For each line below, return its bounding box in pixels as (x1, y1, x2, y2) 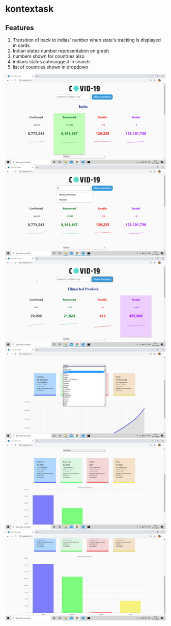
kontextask (5, 3, 54, 15)
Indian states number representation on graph (12, 48, 109, 54)
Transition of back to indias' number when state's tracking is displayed (12, 37, 161, 43)
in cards (12, 42, 30, 48)
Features (5, 23, 34, 32)
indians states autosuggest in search (12, 59, 90, 64)
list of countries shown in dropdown (12, 64, 88, 70)
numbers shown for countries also (12, 53, 85, 59)
